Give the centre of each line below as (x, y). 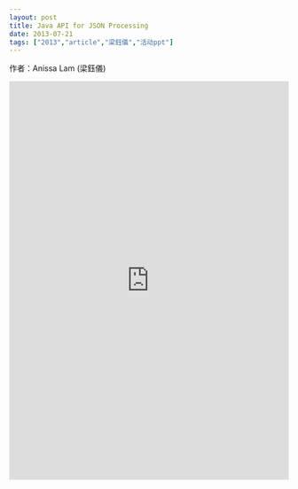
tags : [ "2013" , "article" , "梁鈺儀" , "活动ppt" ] (91, 42)
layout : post (33, 17)
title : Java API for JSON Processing (79, 26)
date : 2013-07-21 (41, 34)
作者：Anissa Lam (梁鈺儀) (58, 68)
